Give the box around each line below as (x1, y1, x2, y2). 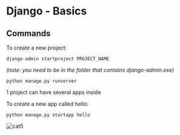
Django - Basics (6, 4, 87, 18)
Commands (6, 28, 51, 39)
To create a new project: (6, 44, 67, 51)
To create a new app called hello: (6, 101, 89, 107)
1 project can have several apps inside (6, 89, 101, 96)
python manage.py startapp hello (6, 112, 91, 118)
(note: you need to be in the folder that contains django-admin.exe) (6, 66, 174, 74)
